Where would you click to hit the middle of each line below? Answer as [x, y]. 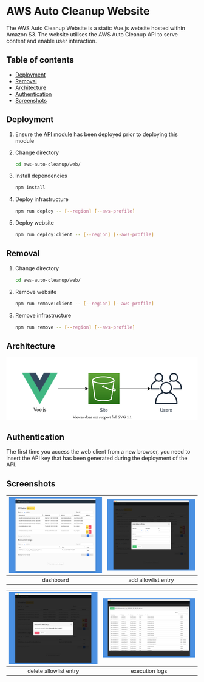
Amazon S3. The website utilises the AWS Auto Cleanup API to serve [92, 34]
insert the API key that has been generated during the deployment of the [97, 458]
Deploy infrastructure [42, 199]
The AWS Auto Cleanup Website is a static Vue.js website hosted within [96, 28]
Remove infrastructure [43, 315]
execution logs [149, 671]
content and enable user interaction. [52, 41]
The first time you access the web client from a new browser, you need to [98, 452]
